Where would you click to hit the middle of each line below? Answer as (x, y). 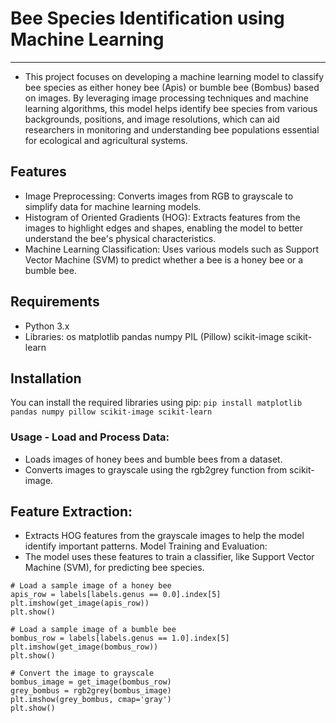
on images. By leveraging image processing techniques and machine (167, 98)
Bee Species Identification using (147, 18)
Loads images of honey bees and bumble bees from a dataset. (153, 459)
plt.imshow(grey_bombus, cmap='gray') (91, 700)
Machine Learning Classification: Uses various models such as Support (171, 249)
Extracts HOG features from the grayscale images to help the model (164, 536)
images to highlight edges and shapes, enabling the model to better (164, 228)
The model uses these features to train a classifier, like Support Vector (169, 557)
